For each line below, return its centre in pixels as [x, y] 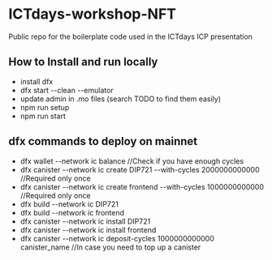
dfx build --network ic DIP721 [69, 204]
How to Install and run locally [83, 62]
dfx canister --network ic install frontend [88, 230]
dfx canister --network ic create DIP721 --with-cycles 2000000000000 [140, 169]
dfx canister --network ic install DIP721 [85, 221]
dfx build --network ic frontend [72, 212]
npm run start [43, 116]
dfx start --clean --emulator [67, 90]
